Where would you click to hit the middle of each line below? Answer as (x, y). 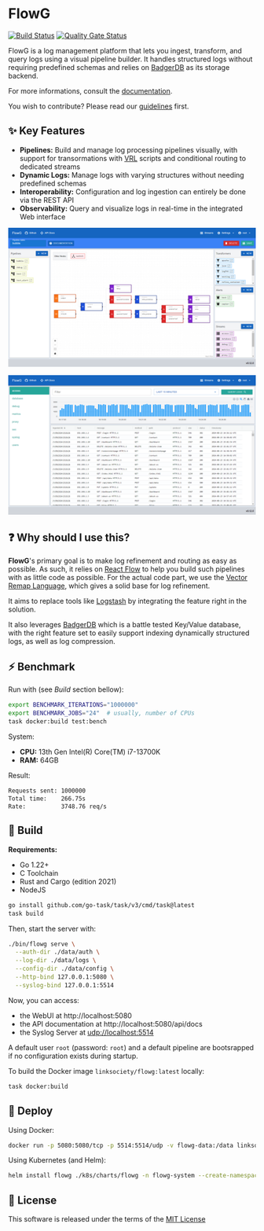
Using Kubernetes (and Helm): (57, 1160)
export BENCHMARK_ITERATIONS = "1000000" (73, 705)
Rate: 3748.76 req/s (58, 807)
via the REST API (47, 200)
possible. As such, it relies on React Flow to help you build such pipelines (126, 569)
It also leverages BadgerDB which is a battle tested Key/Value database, (125, 624)
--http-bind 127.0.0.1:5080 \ (64, 977)
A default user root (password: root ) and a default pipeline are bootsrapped (131, 1047)
